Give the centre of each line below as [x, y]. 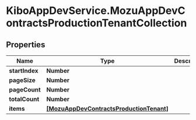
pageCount [25, 90]
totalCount [24, 99]
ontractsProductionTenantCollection [97, 23]
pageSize [22, 80]
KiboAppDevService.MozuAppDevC [96, 11]
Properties [26, 45]
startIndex [24, 71]
